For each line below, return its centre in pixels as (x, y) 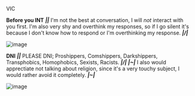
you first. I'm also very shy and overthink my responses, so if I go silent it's (97, 27)
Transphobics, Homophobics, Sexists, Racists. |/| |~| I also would (86, 62)
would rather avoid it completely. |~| (51, 75)
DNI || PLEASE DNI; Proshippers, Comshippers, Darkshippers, (82, 56)
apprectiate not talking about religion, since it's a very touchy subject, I (93, 69)
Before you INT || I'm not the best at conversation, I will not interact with (95, 20)
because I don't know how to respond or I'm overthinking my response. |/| (97, 33)
